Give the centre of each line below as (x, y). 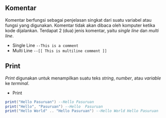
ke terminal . (17, 83)
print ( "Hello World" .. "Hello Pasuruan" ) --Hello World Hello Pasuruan (82, 111)
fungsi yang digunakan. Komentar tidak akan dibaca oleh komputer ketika (80, 25)
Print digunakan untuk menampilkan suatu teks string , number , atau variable (83, 78)
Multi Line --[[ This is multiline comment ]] (60, 50)
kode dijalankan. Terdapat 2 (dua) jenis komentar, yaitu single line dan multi (82, 30)
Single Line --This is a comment (45, 45)
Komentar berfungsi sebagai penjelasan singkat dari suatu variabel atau (79, 20)
